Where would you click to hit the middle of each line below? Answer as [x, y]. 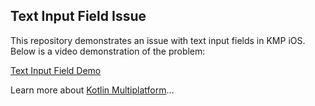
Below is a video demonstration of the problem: [108, 51]
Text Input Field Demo [56, 70]
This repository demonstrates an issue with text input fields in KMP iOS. [158, 40]
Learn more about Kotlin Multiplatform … [92, 90]
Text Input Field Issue [78, 16]
